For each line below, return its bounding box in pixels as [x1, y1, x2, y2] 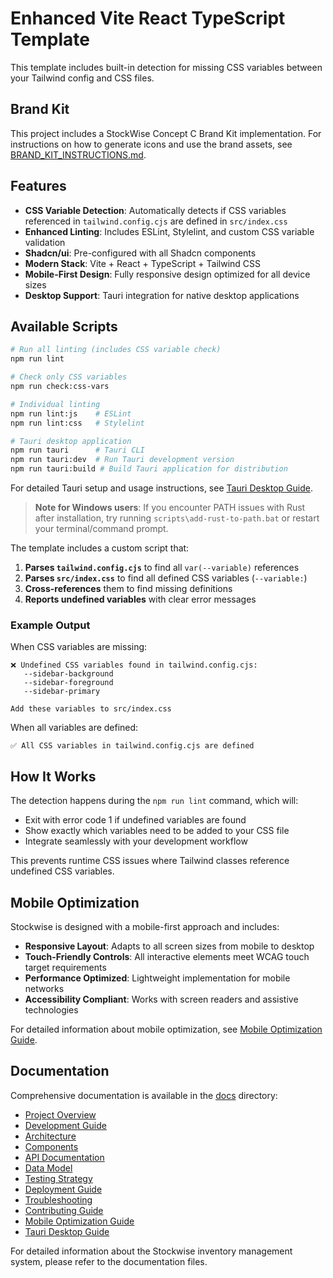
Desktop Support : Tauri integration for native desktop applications [24, 289, 300, 301]
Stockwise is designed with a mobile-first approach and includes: [10, 920, 280, 932]
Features [10, 178, 67, 195]
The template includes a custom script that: [10, 542, 190, 554]
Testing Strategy [24, 1172, 93, 1184]
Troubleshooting [24, 1193, 93, 1206]
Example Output [10, 618, 91, 632]
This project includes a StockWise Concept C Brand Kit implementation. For [10, 127, 322, 139]
